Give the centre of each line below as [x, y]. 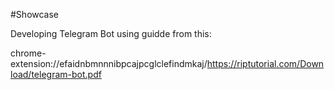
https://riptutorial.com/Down [265, 63]
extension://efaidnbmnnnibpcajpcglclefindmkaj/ [109, 63]
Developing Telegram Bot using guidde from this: [111, 33]
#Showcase [35, 14]
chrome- [28, 53]
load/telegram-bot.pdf [56, 74]
